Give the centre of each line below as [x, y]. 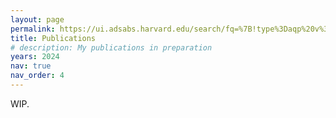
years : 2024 [35, 57]
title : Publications [53, 38]
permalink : [33, 29]
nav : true [31, 66]
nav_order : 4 [37, 76]
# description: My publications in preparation [111, 47]
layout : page [37, 19]
